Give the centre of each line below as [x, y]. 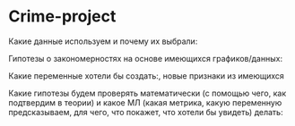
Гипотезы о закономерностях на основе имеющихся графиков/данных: [146, 58]
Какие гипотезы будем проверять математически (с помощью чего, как [147, 93]
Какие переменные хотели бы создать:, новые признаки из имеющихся [146, 76]
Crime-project [62, 17]
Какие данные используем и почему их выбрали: [103, 41]
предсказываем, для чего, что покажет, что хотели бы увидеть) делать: [146, 112]
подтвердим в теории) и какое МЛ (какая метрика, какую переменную [145, 102]
